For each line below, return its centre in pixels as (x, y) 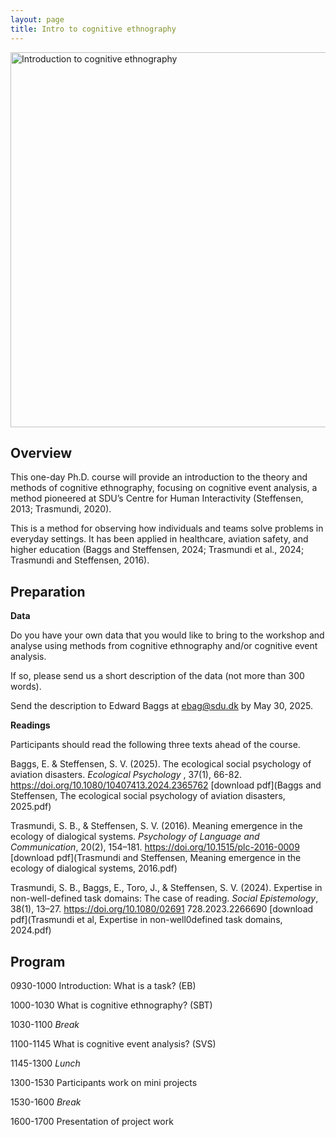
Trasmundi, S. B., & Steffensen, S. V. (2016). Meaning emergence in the (156, 826)
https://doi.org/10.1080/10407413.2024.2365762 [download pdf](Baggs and (166, 785)
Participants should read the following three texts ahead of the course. (155, 745)
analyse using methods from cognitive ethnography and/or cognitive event (164, 646)
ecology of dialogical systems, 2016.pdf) (94, 868)
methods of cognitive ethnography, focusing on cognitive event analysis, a (164, 488)
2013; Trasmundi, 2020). (61, 509)
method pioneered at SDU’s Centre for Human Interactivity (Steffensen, (157, 498)
